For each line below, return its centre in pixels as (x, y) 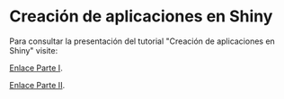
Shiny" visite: (34, 50)
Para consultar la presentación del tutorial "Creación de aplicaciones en (142, 41)
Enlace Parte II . (37, 85)
